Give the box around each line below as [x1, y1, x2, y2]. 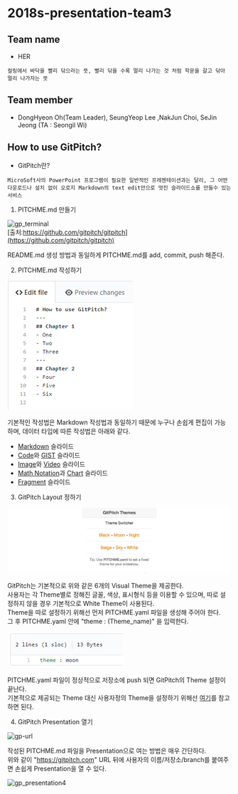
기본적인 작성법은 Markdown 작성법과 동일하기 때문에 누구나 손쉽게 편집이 [7, 418, 213, 427]
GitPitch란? [17, 161, 50, 169]
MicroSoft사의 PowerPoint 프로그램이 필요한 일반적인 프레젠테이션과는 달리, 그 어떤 [7, 177, 228, 184]
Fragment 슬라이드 [17, 477, 71, 486]
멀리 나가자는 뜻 [7, 75, 48, 82]
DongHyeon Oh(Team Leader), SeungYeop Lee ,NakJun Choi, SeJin [17, 113, 217, 122]
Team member [7, 94, 73, 106]
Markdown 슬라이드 [17, 442, 75, 450]
